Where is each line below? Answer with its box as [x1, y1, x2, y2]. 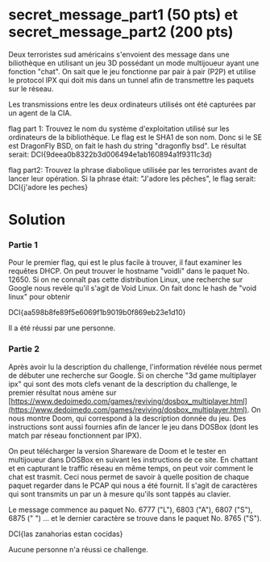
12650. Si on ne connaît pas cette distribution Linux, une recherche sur [8, 275, 243, 284]
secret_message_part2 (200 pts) [8, 23, 234, 41]
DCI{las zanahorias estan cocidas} [8, 529, 123, 539]
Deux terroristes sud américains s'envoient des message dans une [8, 49, 230, 59]
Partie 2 [8, 343, 40, 354]
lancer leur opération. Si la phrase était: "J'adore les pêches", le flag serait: [8, 174, 256, 183]
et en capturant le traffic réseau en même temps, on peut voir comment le [8, 463, 254, 473]
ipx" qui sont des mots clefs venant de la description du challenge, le [8, 379, 238, 388]
